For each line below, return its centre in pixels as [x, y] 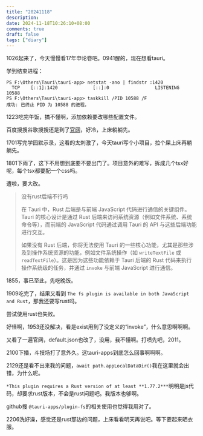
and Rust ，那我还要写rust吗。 [43, 301]
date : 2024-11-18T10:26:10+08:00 [48, 23]
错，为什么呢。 [25, 373]
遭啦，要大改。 [25, 183]
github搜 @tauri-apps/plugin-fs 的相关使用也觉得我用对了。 [80, 406]
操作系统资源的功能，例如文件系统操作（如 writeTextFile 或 [106, 253]
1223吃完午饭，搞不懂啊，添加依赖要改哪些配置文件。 [73, 117]
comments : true [25, 29]
